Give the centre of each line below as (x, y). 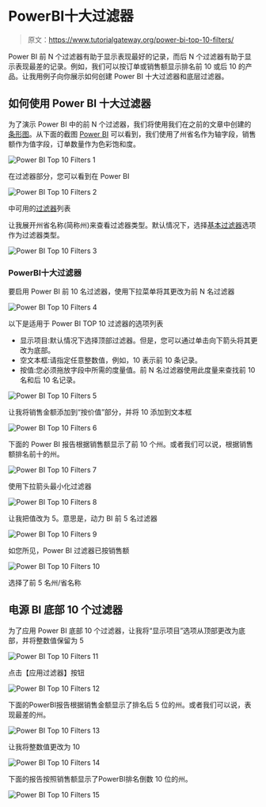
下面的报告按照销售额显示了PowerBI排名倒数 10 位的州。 (100, 779)
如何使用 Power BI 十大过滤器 (80, 104)
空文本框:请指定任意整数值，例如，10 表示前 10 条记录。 (110, 360)
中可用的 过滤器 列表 (40, 208)
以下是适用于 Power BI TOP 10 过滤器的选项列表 (86, 324)
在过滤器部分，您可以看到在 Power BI (69, 176)
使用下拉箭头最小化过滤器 (50, 487)
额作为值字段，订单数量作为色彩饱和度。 (74, 144)
